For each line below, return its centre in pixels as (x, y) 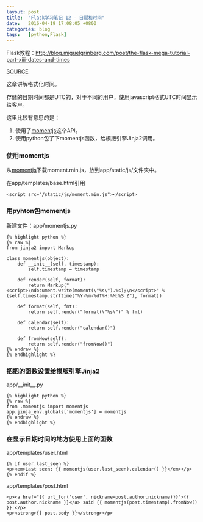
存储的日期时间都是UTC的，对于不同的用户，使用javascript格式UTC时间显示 (102, 97)
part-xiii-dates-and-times (38, 60)
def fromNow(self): (42, 339)
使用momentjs (28, 156)
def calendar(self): (43, 322)
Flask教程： (21, 53)
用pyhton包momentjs (39, 211)
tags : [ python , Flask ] (37, 35)
